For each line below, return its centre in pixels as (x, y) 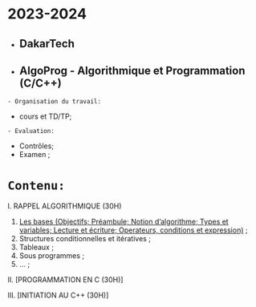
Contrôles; (36, 146)
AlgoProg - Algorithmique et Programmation (132, 70)
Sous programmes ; (52, 256)
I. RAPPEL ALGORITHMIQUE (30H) (65, 206)
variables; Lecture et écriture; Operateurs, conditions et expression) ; (133, 230)
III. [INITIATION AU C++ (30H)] (58, 295)
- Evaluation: (31, 131)
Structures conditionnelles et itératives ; (85, 239)
